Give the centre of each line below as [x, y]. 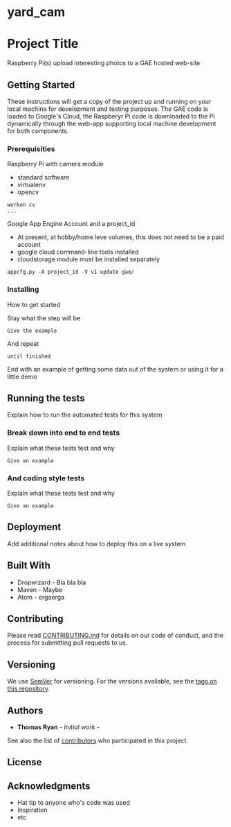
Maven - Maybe [40, 589]
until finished [29, 356]
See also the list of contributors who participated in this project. [98, 740]
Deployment [34, 527]
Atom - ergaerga [40, 597]
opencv [28, 192]
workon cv [21, 205]
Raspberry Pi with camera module [55, 164]
